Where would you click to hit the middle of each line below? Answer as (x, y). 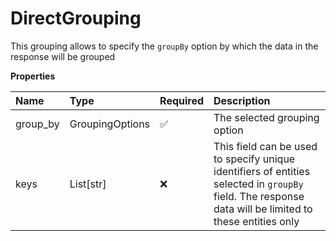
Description (242, 100)
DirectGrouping (76, 18)
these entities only (256, 221)
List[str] (88, 184)
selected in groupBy (258, 184)
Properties (33, 76)
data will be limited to (263, 209)
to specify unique (254, 159)
